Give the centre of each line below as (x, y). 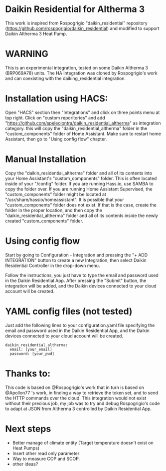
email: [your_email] (31, 349)
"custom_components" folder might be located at (56, 194)
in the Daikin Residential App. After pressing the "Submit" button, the (76, 280)
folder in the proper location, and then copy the (54, 210)
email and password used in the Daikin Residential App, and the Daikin (77, 330)
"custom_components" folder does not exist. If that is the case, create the (81, 205)
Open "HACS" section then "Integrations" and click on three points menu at (83, 112)
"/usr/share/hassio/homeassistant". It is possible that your (65, 199)
